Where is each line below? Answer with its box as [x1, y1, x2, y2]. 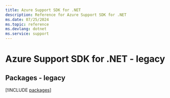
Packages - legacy [5, 73, 65, 82]
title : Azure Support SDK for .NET [5, 7, 81, 13]
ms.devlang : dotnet [5, 27, 47, 32]
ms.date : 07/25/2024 [5, 17, 50, 22]
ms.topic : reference [5, 21, 50, 27]
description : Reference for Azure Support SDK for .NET [5, 12, 127, 17]
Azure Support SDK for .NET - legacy [5, 53, 165, 65]
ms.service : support [5, 31, 50, 36]
